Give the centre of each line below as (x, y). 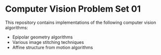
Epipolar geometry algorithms (42, 37)
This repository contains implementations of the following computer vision (81, 22)
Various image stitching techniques (48, 42)
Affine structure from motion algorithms (53, 47)
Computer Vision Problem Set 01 (73, 9)
